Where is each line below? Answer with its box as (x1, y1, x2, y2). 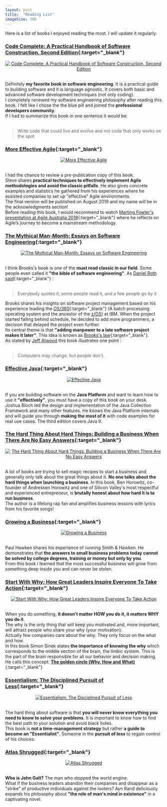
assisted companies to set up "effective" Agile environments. (5, 193, 131, 199)
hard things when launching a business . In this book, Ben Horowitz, (5, 479, 146, 485)
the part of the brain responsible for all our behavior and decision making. (5, 654, 157, 660)
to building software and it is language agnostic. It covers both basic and (5, 86, 155, 92)
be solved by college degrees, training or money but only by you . (5, 555, 142, 561)
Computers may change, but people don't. (17, 352, 105, 358)
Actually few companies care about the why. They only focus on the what (5, 632, 156, 638)
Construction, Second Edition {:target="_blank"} (5, 49, 125, 56)
